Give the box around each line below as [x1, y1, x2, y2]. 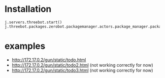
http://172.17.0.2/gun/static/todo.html [11, 57, 86, 63]
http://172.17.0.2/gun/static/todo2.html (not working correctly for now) [11, 62, 153, 68]
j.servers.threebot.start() [4, 20, 63, 25]
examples [4, 40, 45, 52]
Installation [4, 3, 52, 15]
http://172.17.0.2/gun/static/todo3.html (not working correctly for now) [11, 67, 153, 73]
